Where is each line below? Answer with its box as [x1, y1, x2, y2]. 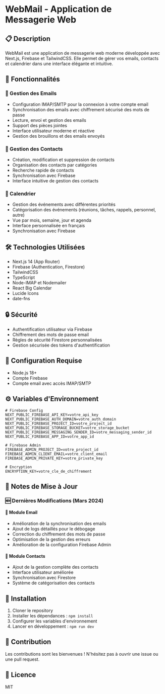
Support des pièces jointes [12, 122, 67, 128]
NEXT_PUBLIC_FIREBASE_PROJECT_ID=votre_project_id [5, 421, 112, 426]
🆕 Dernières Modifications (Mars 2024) [5, 497, 104, 504]
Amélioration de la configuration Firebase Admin [12, 542, 111, 548]
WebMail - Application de [5, 3, 112, 15]
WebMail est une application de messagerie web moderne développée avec [5, 50, 160, 56]
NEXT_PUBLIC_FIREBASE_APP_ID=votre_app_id [5, 434, 94, 439]
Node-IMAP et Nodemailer [12, 280, 67, 286]
